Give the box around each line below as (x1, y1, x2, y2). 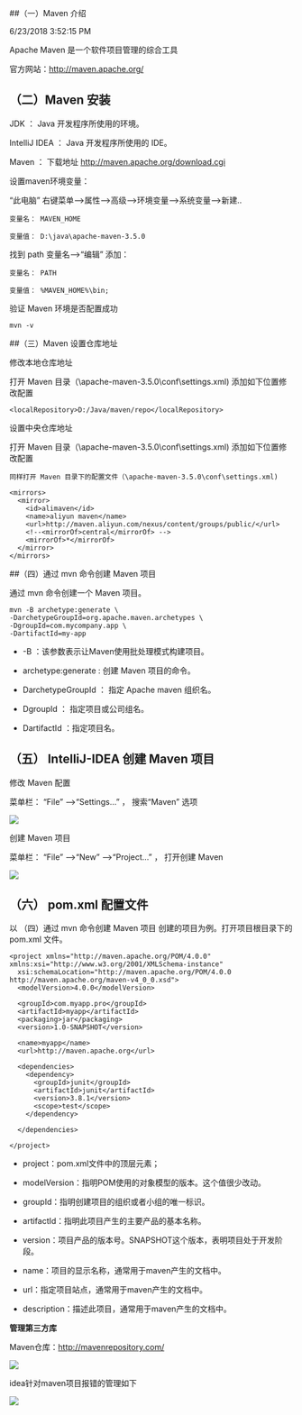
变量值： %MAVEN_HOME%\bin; (9, 286, 110, 295)
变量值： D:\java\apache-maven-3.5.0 (9, 232, 146, 241)
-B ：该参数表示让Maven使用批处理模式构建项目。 (22, 645, 209, 656)
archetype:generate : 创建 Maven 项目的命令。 (22, 665, 196, 676)
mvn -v (9, 321, 34, 330)
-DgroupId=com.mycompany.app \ (9, 621, 127, 630)
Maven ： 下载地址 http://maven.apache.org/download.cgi (9, 156, 226, 167)
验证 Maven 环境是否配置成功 (9, 303, 119, 314)
